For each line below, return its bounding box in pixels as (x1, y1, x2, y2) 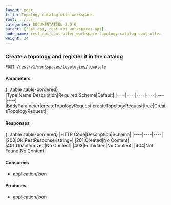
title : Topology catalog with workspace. (5, 12, 95, 17)
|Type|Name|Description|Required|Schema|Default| (5, 92, 114, 98)
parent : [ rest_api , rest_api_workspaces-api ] (5, 27, 104, 32)
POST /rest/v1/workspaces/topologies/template (5, 64, 106, 70)
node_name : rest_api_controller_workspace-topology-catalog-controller (5, 31, 161, 36)
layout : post (5, 7, 33, 13)
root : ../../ (5, 17, 33, 22)
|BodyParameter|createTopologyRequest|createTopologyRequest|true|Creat (5, 103, 166, 109)
